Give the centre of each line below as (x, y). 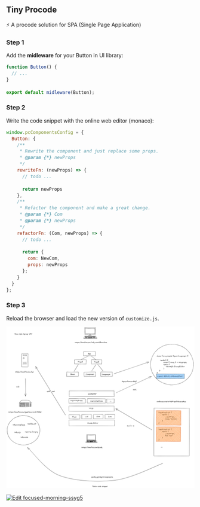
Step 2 (16, 108)
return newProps (42, 189)
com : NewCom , (44, 259)
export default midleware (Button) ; (50, 92)
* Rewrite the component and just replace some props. (89, 151)
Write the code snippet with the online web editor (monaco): (80, 120)
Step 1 (15, 42)
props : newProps (48, 265)
